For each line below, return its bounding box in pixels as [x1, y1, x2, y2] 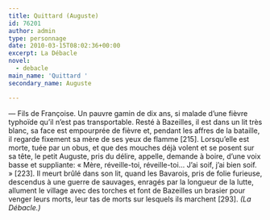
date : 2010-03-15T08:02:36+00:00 [8, 42, 121, 50]
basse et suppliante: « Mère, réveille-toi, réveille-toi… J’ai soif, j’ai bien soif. [8, 160, 257, 169]
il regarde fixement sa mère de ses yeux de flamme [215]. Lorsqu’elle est [8, 134, 250, 143]
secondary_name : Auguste [8, 79, 92, 87]
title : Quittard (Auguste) [8, 11, 99, 20]
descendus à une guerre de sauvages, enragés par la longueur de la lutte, [8, 176, 254, 186]
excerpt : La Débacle [8, 49, 78, 57]
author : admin [8, 27, 56, 35]
